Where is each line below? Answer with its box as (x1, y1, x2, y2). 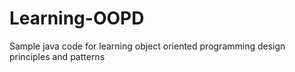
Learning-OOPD (9, 7, 145, 30)
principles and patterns (9, 50, 106, 62)
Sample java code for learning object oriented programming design (9, 40, 286, 52)
